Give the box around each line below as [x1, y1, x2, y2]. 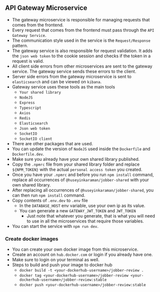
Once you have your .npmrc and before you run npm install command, [12, 172, 154, 177]
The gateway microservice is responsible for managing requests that [12, 17, 150, 22]
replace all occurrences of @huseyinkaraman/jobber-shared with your [12, 177, 149, 183]
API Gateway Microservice [5, 4, 88, 12]
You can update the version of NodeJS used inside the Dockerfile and [12, 146, 151, 152]
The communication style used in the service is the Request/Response [12, 37, 151, 43]
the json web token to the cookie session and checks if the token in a [12, 53, 151, 59]
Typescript [19, 105, 42, 110]
